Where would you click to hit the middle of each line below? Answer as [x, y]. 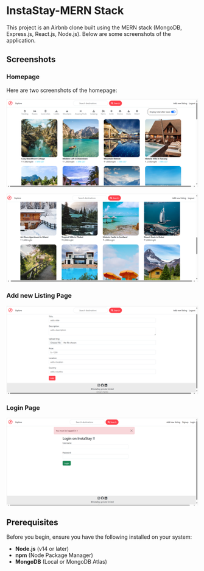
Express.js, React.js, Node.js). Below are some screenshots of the [89, 33]
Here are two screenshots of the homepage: [62, 90]
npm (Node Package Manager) [54, 555]
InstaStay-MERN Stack [65, 11]
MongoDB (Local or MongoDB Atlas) [61, 562]
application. [21, 40]
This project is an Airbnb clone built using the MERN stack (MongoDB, [94, 27]
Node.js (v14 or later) [42, 549]
